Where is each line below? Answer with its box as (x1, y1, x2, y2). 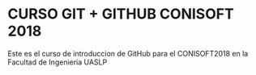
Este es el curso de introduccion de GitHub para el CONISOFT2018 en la (7, 48, 249, 58)
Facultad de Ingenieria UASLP (7, 57, 108, 67)
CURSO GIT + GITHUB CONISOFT (7, 5, 234, 23)
